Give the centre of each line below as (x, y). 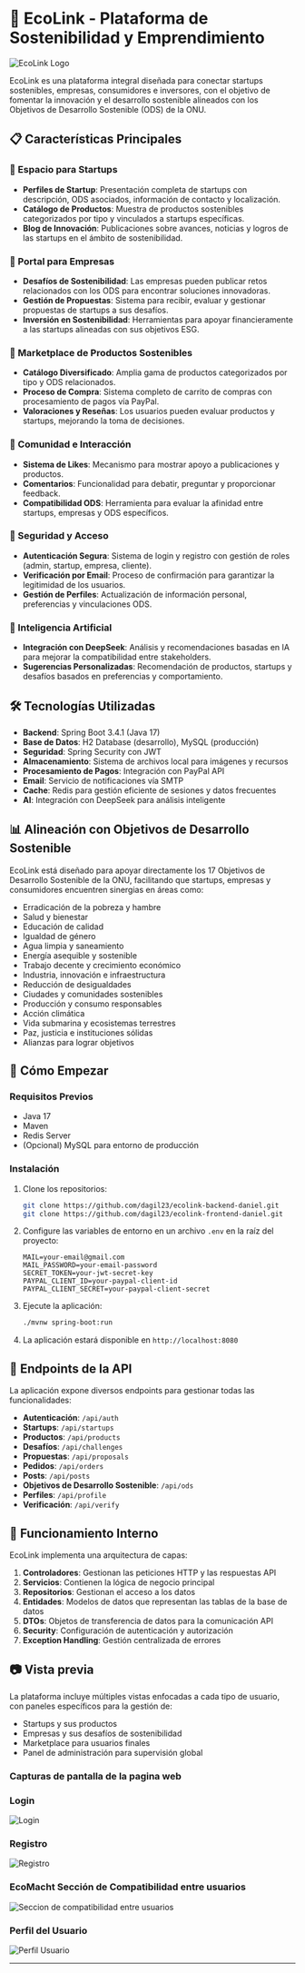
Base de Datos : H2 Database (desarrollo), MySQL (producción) (141, 742)
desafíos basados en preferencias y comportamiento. (123, 677)
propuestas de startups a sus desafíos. (96, 310)
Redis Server (46, 1135)
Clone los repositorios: (64, 1188)
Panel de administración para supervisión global (113, 1752)
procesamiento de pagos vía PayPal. (91, 402)
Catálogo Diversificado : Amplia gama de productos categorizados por (155, 372)
